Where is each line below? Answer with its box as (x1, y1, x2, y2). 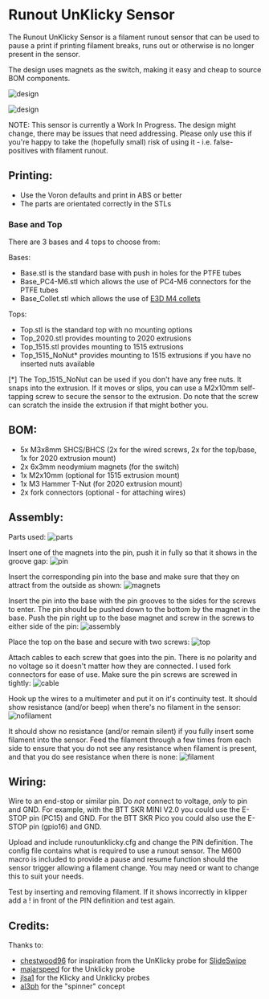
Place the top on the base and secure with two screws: (8, 637, 190, 646)
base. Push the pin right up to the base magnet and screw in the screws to (8, 613, 255, 622)
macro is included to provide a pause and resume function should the (8, 854, 238, 864)
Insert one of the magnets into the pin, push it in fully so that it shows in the (8, 548, 258, 557)
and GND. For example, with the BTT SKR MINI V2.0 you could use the (8, 805, 241, 814)
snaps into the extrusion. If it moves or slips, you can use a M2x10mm (8, 383, 238, 393)
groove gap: (8, 556, 48, 565)
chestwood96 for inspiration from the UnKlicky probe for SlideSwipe (19, 956, 247, 965)
